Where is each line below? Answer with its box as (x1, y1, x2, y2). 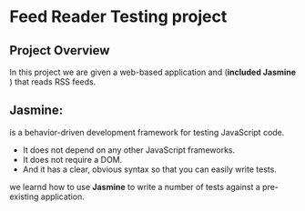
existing (9, 191, 39, 202)
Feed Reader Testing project (9, 6, 228, 27)
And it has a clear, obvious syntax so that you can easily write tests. (22, 164, 278, 175)
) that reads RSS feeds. (9, 76, 97, 87)
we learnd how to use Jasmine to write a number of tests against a (9, 181, 261, 192)
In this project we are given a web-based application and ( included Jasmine (9, 66, 297, 77)
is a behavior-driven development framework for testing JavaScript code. (9, 126, 285, 137)
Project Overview (9, 43, 110, 58)
